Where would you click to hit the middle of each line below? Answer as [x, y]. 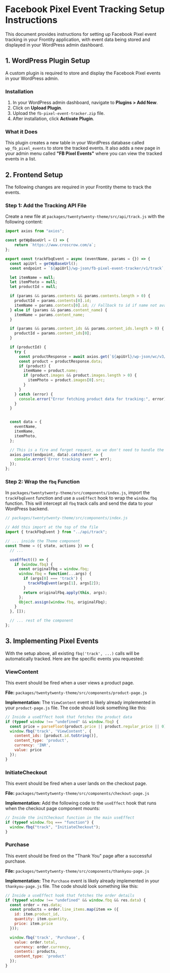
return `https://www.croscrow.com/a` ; [55, 245]
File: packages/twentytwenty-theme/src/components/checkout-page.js [77, 793]
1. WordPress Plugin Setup [48, 61]
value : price [28, 750]
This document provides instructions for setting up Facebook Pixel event [81, 34]
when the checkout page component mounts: [53, 808]
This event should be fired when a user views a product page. [70, 682]
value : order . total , [36, 942]
